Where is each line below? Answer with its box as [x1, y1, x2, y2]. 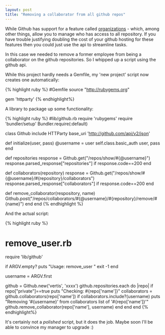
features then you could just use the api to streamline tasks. [5, 41, 128, 47]
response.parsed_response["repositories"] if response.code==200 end [5, 160, 152, 166]
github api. [5, 62, 27, 68]
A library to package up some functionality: [5, 106, 93, 112]
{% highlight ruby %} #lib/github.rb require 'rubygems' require [5, 115, 133, 121]
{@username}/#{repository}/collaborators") [5, 175, 95, 181]
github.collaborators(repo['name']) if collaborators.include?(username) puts [5, 294, 161, 300]
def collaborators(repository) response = [5, 170, 89, 176]
